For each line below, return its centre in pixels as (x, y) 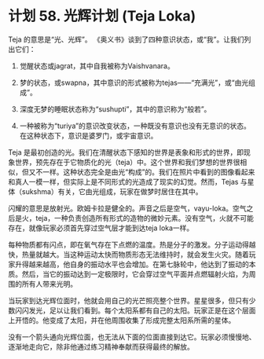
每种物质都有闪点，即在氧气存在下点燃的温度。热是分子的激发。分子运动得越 (132, 244)
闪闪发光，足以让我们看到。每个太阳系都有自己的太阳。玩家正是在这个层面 (135, 310)
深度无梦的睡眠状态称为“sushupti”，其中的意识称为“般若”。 (115, 109)
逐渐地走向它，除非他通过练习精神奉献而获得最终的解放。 (101, 346)
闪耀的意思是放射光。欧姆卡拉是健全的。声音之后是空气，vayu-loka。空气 (127, 208)
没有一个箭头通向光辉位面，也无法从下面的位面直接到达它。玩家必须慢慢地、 (132, 337)
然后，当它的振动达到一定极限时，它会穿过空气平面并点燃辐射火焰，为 (135, 274)
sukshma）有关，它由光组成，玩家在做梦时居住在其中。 (112, 191)
